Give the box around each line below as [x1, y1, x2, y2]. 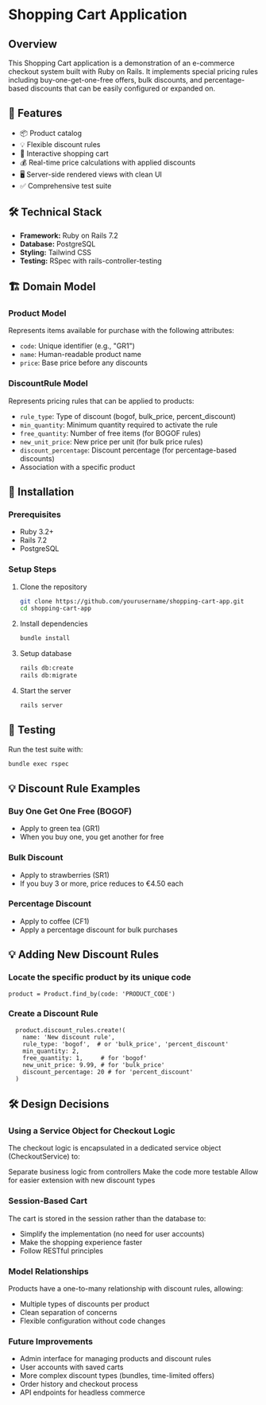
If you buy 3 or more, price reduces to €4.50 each [19, 879, 184, 888]
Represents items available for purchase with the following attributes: [8, 326, 234, 336]
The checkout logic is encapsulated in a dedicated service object [8, 1143, 222, 1153]
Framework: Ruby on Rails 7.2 [19, 231, 118, 240]
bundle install [19, 635, 71, 642]
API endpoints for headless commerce [19, 1388, 145, 1397]
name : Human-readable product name [19, 350, 141, 359]
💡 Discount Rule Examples [8, 782, 141, 795]
